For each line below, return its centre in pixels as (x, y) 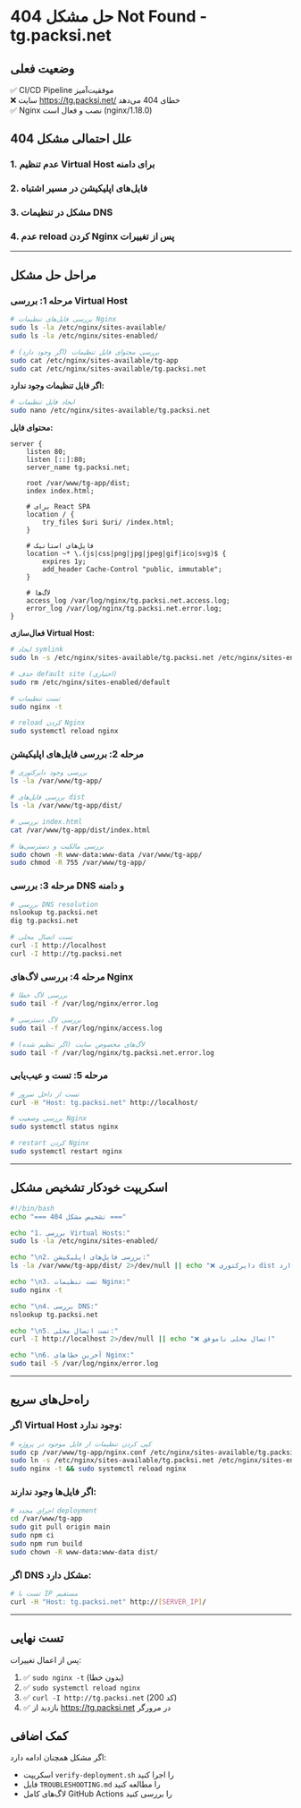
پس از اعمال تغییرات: (46, 1659)
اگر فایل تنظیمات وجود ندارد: (58, 386)
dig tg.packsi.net (44, 921)
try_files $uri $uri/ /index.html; (109, 523)
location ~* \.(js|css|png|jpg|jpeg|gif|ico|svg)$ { (126, 554)
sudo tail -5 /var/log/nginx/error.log (84, 1364)
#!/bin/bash (32, 1208)
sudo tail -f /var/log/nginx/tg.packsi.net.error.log (113, 1053)
